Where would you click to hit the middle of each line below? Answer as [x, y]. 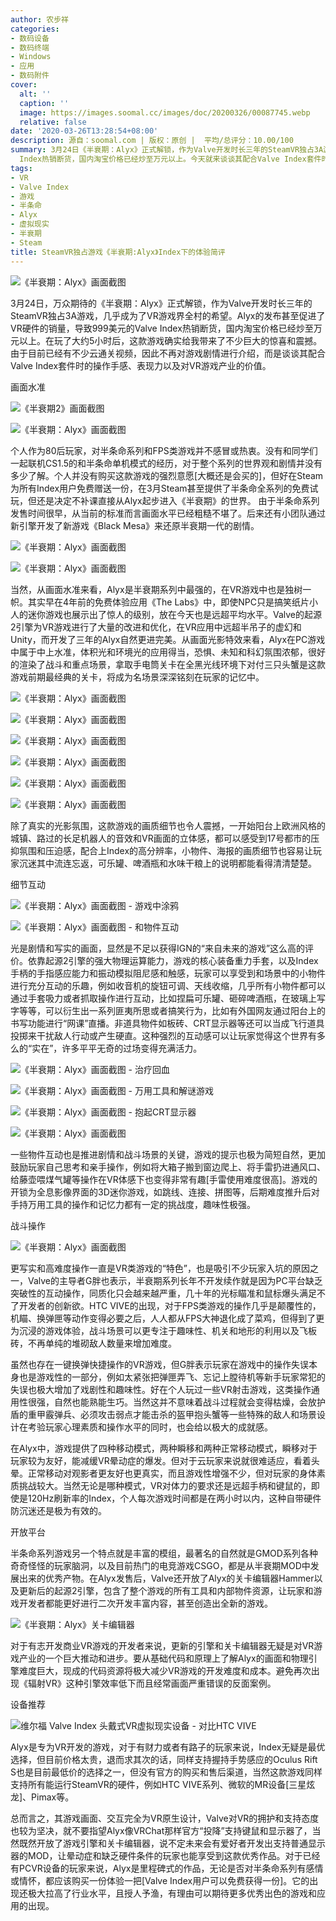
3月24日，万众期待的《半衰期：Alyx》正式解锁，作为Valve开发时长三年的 [161, 303]
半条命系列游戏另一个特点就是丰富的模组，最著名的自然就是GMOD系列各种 [164, 1553]
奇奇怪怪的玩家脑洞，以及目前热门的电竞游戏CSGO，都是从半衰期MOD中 [160, 1565]
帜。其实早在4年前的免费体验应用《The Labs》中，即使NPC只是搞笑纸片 [160, 602]
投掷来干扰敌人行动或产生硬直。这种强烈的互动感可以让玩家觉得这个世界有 [163, 1035]
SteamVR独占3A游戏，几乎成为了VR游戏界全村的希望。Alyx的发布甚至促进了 [168, 315]
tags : [21, 168]
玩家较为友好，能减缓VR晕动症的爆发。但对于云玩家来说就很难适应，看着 [161, 1460]
